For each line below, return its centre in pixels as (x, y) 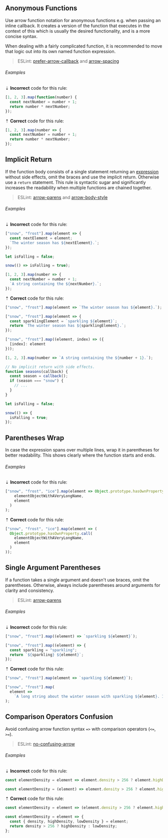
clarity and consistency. (30, 590)
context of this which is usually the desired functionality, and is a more (78, 31)
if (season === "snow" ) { (37, 381)
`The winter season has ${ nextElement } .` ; (54, 243)
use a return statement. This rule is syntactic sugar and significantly (75, 182)
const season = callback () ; (39, 376)
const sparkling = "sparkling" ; (43, 650)
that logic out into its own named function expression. (60, 51)
